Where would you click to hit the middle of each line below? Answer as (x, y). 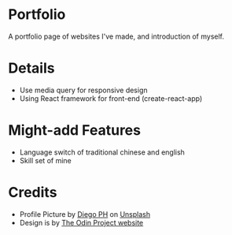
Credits (33, 192)
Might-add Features (75, 131)
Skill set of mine (46, 160)
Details (31, 68)
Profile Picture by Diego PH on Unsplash (85, 214)
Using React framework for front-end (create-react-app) (111, 98)
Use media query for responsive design (83, 90)
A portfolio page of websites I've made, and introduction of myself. (116, 36)
